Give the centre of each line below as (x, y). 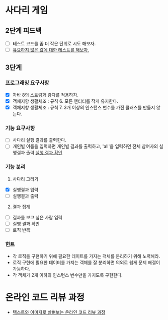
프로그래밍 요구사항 (27, 83)
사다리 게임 (27, 10)
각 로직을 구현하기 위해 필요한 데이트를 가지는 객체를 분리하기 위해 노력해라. (86, 256)
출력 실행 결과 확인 (44, 153)
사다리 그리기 (25, 179)
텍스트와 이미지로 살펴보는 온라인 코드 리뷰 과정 (59, 312)
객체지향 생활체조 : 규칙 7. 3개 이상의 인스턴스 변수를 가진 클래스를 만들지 (84, 107)
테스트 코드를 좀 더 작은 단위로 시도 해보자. (54, 44)
